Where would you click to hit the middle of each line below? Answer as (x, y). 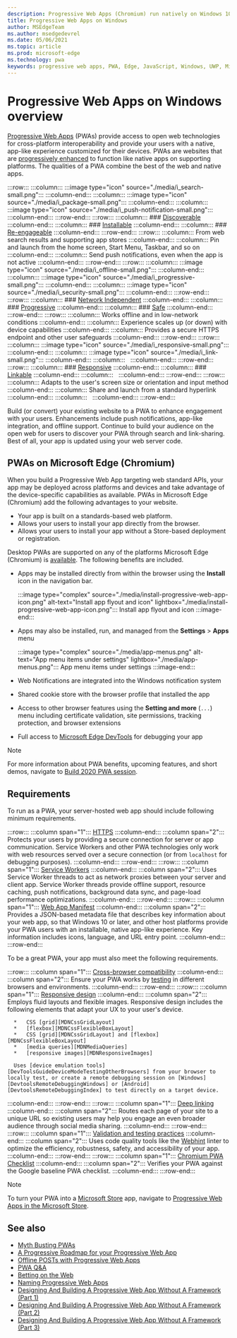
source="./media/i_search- (165, 187)
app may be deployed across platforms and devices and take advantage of (116, 487)
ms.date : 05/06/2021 (38, 40)
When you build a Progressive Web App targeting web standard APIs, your (115, 480)
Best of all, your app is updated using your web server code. (95, 441)
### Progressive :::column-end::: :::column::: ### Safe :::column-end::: (110, 307)
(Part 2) (29, 1313)
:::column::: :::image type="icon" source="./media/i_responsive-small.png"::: (118, 345)
